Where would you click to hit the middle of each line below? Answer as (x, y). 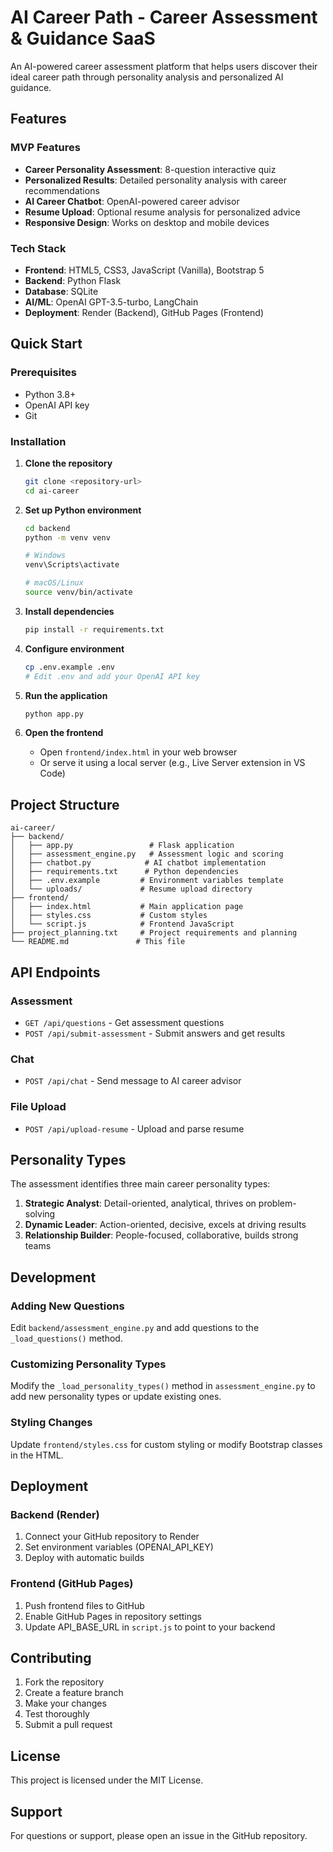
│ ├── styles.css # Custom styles (109, 916)
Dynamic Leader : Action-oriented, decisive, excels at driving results (165, 1225)
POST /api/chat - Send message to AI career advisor (133, 1081)
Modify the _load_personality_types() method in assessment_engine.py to (163, 1386)
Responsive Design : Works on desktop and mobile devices (147, 222)
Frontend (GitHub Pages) (72, 1584)
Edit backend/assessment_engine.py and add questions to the (135, 1327)
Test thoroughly (57, 1714)
